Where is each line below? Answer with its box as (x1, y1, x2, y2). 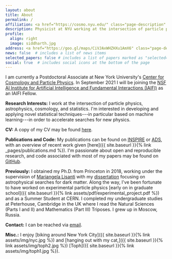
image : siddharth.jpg (10, 41, 56, 46)
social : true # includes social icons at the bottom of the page (5, 60, 150, 65)
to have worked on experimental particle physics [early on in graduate (5, 185, 153, 191)
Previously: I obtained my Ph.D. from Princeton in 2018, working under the (5, 168, 163, 174)
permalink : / (5, 17, 33, 22)
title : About (5, 12, 33, 17)
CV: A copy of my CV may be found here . (5, 127, 93, 133)
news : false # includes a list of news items (5, 50, 106, 55)
